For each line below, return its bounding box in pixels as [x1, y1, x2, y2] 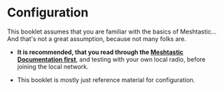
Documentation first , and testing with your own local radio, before [16, 55, 206, 63]
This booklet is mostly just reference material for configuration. [16, 75, 196, 83]
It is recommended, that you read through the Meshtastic [16, 48, 184, 56]
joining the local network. [16, 62, 89, 70]
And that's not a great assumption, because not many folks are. [7, 34, 187, 42]
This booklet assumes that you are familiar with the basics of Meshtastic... [7, 27, 217, 36]
